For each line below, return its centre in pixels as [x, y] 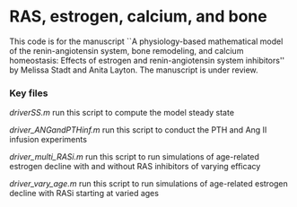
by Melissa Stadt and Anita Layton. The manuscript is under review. [134, 70]
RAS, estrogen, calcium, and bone [138, 17]
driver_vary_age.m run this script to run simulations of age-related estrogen [149, 184]
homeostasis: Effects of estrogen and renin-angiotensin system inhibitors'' [147, 60]
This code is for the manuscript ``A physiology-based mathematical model [146, 41]
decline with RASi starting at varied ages [84, 194]
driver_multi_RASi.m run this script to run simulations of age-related [135, 157]
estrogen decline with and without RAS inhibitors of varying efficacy [135, 167]
